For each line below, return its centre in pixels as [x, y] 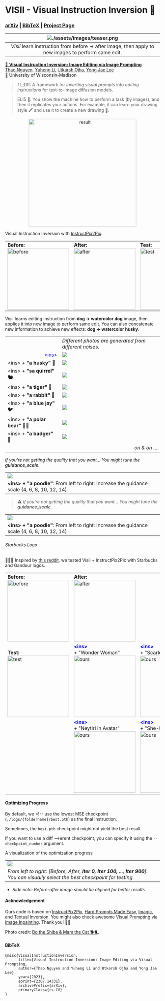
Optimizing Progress [27, 803]
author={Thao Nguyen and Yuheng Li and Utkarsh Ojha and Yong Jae [87, 969]
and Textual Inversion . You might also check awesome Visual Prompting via [82, 917]
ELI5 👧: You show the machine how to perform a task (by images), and [88, 99]
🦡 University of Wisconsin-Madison [41, 75]
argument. [54, 843]
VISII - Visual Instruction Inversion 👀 [80, 10]
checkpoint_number [24, 844]
